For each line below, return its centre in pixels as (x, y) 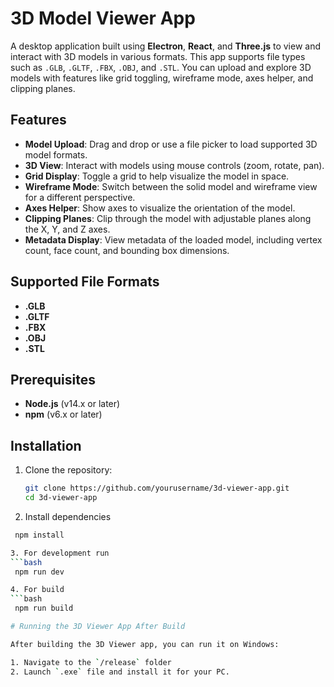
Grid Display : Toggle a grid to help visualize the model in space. (157, 176)
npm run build (44, 608)
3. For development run (60, 553)
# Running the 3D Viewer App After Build (98, 627)
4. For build (37, 590)
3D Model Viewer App (103, 18)
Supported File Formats (85, 282)
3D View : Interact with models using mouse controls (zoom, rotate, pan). (174, 165)
